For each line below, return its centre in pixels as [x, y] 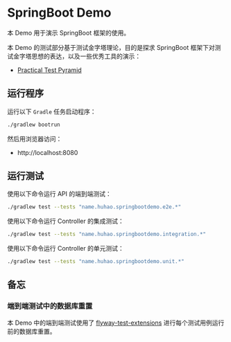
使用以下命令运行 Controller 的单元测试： [66, 249]
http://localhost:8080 [48, 152]
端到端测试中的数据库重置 [50, 306]
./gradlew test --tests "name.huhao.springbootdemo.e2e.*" [94, 207]
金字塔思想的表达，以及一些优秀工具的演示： [77, 56]
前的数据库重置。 [32, 331]
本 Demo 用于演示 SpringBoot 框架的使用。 [69, 33]
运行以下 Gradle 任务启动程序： [52, 111]
